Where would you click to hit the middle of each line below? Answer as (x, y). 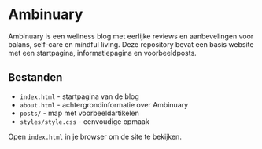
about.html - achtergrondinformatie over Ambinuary (104, 104)
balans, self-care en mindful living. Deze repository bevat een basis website (131, 44)
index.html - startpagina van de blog (79, 96)
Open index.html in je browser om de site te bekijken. (95, 136)
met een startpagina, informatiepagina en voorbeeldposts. (102, 53)
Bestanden (35, 77)
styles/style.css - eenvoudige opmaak (84, 121)
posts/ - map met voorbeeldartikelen (79, 113)
